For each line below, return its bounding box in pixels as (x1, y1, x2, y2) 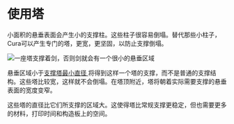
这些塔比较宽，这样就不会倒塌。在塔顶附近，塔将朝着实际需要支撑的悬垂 (19, 77, 227, 85)
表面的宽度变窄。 (7, 86, 56, 94)
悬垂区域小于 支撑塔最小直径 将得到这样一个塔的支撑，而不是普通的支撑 (7, 69, 210, 77)
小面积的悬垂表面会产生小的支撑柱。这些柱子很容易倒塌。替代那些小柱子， (7, 30, 221, 39)
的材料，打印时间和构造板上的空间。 (7, 109, 111, 118)
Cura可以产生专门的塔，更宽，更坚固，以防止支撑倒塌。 (7, 39, 168, 47)
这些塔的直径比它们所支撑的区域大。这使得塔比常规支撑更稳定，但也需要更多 (7, 100, 227, 109)
